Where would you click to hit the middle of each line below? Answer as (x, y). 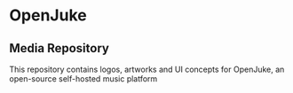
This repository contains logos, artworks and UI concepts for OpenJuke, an (147, 69)
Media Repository (59, 48)
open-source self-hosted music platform (83, 79)
